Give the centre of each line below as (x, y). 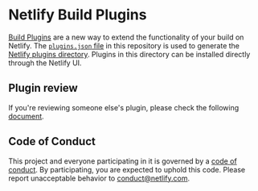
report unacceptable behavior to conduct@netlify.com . (99, 178)
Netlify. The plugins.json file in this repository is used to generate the (124, 45)
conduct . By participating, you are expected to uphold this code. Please (127, 169)
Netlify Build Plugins (78, 15)
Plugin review (43, 88)
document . (26, 116)
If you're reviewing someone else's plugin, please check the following (124, 107)
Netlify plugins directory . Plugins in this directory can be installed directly (129, 54)
